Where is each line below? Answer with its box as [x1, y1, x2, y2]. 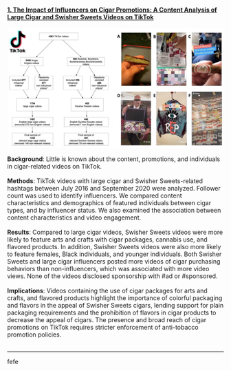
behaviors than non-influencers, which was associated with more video [7, 265, 210, 273]
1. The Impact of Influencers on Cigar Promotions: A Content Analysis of [7, 6, 218, 14]
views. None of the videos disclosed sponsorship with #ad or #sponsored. [7, 272, 218, 280]
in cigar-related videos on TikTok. [7, 162, 102, 171]
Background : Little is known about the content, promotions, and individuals [7, 155, 221, 163]
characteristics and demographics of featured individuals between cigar [7, 199, 212, 207]
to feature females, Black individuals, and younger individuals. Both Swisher [7, 250, 222, 258]
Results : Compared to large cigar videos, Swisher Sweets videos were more [7, 228, 223, 237]
